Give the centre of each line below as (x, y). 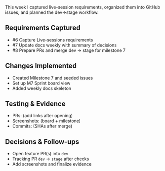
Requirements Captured (43, 28)
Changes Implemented (41, 66)
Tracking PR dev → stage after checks (51, 159)
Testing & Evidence (35, 104)
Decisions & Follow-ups (42, 142)
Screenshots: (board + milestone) (46, 121)
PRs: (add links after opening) (42, 116)
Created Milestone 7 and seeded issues (52, 78)
